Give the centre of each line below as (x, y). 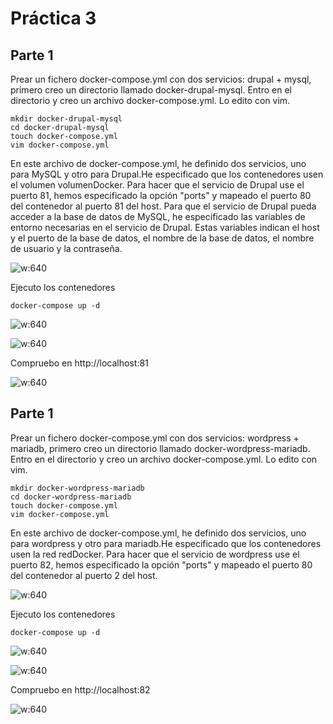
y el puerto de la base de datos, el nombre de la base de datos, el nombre (162, 238)
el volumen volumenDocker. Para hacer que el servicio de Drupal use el (157, 185)
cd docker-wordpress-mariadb (71, 497)
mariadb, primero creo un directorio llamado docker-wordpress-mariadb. (160, 448)
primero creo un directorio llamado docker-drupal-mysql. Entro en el (151, 90)
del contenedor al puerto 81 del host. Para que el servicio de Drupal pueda (163, 206)
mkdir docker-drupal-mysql (66, 119)
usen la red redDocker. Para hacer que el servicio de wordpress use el (155, 554)
